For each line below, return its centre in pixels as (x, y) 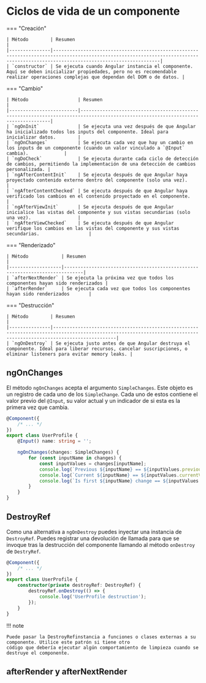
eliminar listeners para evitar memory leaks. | (70, 354)
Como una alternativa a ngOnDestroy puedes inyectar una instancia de (94, 532)
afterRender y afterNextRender (67, 672)
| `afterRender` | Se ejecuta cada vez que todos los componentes (98, 288)
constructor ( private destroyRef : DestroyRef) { (79, 586)
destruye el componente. (38, 653)
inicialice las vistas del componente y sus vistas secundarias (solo (98, 212)
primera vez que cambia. (38, 407)
